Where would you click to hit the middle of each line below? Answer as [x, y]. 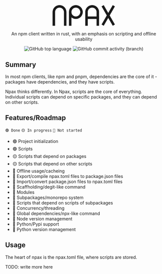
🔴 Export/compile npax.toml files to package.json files [68, 176]
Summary [21, 64]
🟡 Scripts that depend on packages [49, 156]
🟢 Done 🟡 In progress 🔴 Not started [44, 130]
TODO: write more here [29, 266]
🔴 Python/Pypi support [36, 224]
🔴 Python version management [44, 229]
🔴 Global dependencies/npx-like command [56, 213]
